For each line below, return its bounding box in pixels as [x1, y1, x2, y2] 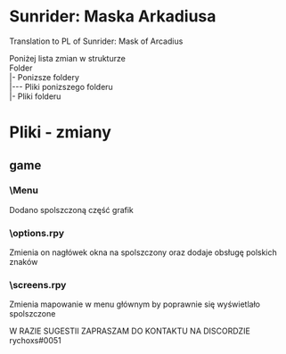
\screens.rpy [9, 279, 67, 292]
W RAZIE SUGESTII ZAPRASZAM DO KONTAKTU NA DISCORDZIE [9, 325, 251, 336]
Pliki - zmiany [9, 122, 111, 143]
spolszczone [9, 309, 56, 319]
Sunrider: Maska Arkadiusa [9, 6, 217, 27]
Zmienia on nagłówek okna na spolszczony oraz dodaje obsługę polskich [9, 247, 278, 258]
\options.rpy [9, 226, 65, 239]
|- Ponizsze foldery [9, 71, 80, 82]
